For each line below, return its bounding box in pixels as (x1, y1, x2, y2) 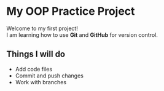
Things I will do (6, 49, 66, 60)
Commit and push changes (15, 72, 84, 79)
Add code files (15, 65, 53, 73)
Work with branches (15, 78, 66, 85)
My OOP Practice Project (6, 4, 135, 18)
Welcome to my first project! (6, 25, 78, 32)
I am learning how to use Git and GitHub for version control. (6, 31, 158, 38)
